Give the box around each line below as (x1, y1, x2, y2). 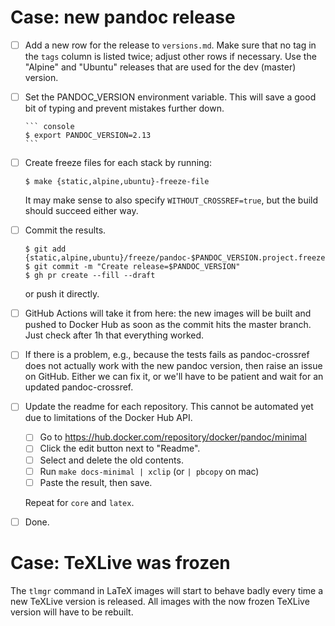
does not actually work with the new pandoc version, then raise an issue (24, 360, 323, 372)
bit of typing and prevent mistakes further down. (24, 102, 225, 115)
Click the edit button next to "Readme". (39, 442, 201, 455)
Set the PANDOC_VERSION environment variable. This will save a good (24, 91, 317, 103)
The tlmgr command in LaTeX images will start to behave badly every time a (10, 584, 324, 596)
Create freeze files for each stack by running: (24, 157, 212, 169)
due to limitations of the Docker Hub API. (24, 412, 193, 424)
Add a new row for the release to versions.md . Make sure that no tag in (24, 39, 317, 51)
